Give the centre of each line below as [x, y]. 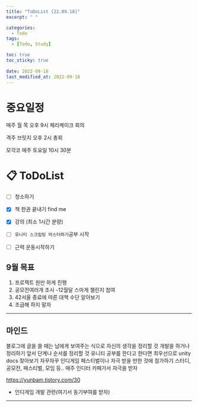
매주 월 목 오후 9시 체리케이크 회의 [45, 125]
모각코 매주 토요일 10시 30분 [39, 150]
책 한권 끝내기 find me [40, 209]
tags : [13, 39]
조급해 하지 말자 [33, 305]
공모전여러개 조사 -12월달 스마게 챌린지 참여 [65, 290]
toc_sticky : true [27, 60]
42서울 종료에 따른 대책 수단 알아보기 [57, 297]
